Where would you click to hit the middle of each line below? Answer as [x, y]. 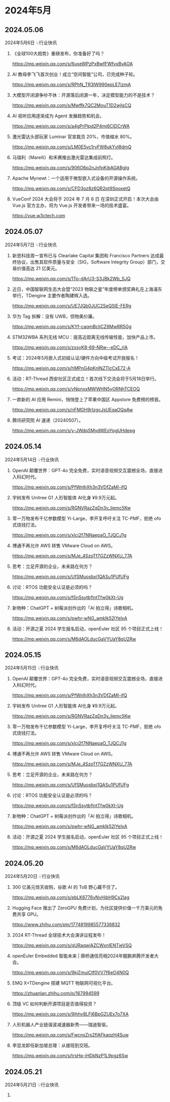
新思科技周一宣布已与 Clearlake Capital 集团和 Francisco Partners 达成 [86, 255]
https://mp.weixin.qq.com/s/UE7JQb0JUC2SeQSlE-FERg [72, 305]
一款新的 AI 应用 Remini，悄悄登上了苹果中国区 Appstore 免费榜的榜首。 [88, 399]
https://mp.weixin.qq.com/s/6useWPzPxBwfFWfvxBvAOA [73, 64]
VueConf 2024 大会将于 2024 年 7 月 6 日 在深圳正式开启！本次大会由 [85, 199]
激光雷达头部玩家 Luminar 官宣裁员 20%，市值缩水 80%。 [73, 137]
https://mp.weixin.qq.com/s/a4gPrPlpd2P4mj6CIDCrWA [71, 126]
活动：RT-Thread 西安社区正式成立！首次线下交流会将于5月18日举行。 [85, 379]
